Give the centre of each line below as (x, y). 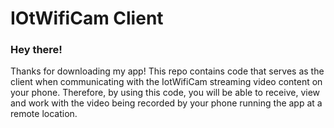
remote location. (44, 114)
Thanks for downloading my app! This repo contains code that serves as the (167, 71)
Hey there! (36, 50)
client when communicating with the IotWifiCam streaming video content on (166, 82)
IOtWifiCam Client (87, 18)
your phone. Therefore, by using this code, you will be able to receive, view (165, 93)
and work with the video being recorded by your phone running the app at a (166, 103)
